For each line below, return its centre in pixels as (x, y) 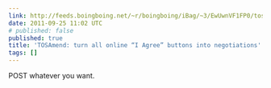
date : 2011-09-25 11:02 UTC (56, 23)
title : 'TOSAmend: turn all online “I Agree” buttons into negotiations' (135, 46)
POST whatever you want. (52, 76)
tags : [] (23, 53)
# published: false (41, 30)
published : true (35, 38)
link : (17, 16)
